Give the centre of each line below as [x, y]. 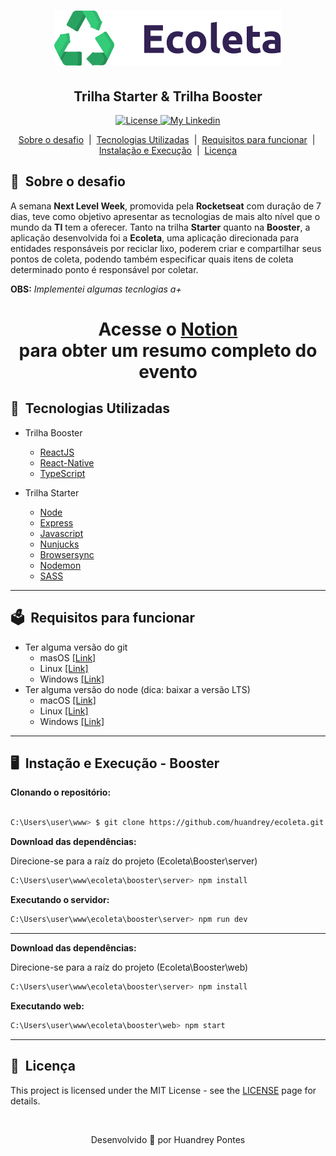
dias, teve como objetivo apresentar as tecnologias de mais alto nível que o [165, 216]
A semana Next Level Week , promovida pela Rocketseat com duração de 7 [166, 206]
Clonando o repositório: [61, 792]
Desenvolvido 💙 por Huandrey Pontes [168, 1139]
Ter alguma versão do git [76, 647]
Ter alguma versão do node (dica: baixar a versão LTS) [137, 689]
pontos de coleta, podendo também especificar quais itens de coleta [152, 259]
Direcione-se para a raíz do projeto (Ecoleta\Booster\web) [129, 967]
